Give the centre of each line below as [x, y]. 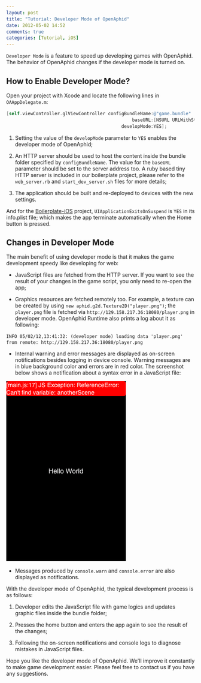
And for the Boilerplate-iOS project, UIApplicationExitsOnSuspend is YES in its [100, 211]
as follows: [19, 595]
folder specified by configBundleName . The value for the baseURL [93, 162]
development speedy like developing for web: [62, 263]
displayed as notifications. [47, 577]
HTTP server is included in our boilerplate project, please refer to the [100, 175]
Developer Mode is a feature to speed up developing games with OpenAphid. [100, 56]
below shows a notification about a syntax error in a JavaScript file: [98, 373]
